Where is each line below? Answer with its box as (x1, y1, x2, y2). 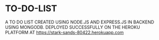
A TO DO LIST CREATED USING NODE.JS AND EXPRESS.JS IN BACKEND (5, 19, 155, 25)
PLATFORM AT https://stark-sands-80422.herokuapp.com (5, 29, 124, 35)
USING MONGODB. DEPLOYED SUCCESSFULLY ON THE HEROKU (5, 24, 140, 30)
